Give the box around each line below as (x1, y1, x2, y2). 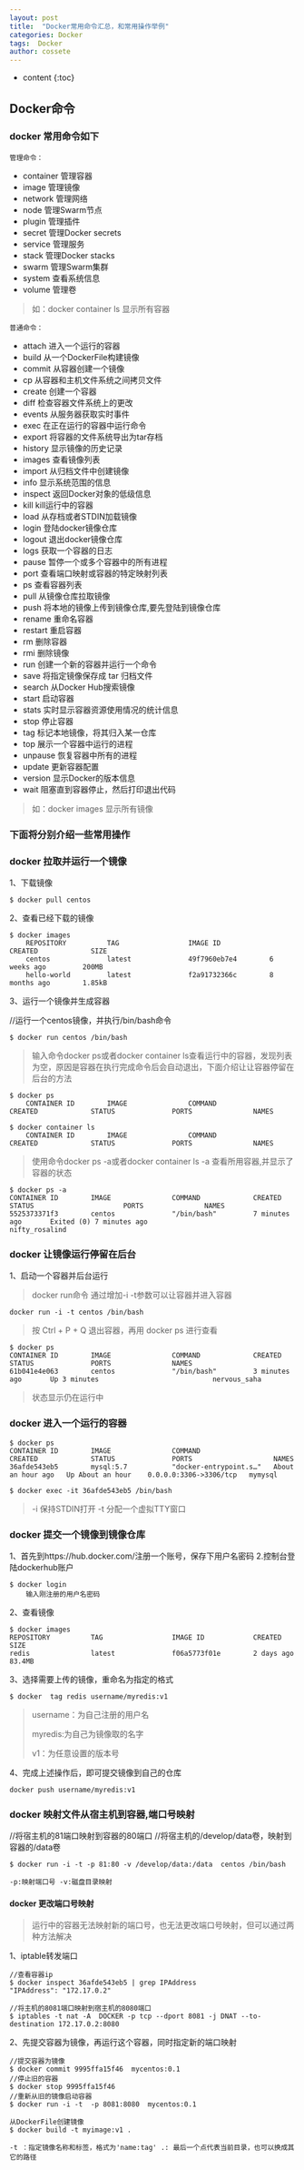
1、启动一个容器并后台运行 (9, 1270, 109, 1281)
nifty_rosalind (9, 1226, 67, 1235)
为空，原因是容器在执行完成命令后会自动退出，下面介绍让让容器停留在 (31, 1062, 295, 1073)
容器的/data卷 (9, 1842, 61, 1852)
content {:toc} (22, 72, 75, 83)
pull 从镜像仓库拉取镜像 (22, 590, 111, 601)
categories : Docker (9, 30, 83, 39)
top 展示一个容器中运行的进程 (22, 738, 133, 749)
